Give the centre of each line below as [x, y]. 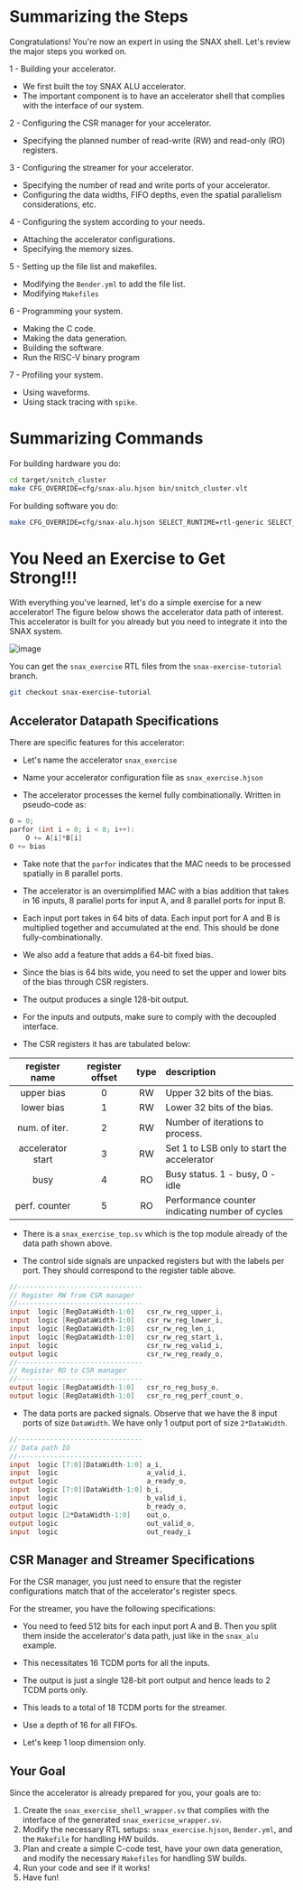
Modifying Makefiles [60, 293]
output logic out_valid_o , [102, 1523]
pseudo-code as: [54, 805]
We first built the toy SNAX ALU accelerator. [104, 86]
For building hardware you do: [65, 463]
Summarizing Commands [106, 439]
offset [104, 1077]
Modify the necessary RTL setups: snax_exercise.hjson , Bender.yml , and [157, 1829]
